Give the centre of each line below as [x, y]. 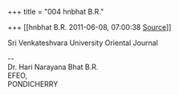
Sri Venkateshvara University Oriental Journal [83, 43]
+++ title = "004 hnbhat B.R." [56, 12]
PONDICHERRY [33, 84]
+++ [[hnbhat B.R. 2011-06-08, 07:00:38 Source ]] [89, 27]
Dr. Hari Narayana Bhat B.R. [53, 67]
